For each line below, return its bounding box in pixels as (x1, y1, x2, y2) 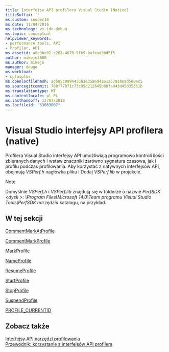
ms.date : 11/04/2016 (5, 21, 50, 27)
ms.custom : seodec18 (5, 17, 50, 22)
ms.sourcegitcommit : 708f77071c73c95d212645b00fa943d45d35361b (5, 83, 143, 89)
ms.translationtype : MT (5, 88, 56, 94)
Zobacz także (5, 322, 50, 331)
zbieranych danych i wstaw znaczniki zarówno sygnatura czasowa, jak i (5, 158, 157, 164)
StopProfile (5, 287, 29, 293)
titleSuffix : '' (5, 12, 40, 17)
